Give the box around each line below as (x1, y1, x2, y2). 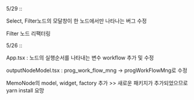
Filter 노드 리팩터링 (6, 30, 51, 37)
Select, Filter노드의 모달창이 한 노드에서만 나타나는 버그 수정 (6, 17, 147, 24)
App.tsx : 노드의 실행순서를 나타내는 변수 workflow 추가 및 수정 (6, 54, 154, 61)
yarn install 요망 (6, 87, 45, 94)
